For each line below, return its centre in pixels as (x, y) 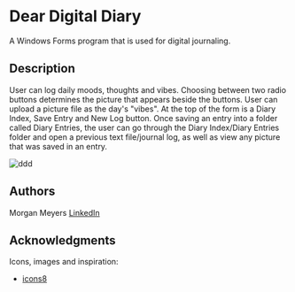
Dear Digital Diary (75, 16)
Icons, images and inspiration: (64, 262)
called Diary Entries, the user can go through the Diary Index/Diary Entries (144, 127)
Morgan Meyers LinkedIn (54, 212)
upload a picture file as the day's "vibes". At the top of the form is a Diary (143, 109)
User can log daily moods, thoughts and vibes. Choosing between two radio (147, 89)
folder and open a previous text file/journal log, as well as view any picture (145, 137)
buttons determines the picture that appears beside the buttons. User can (144, 99)
